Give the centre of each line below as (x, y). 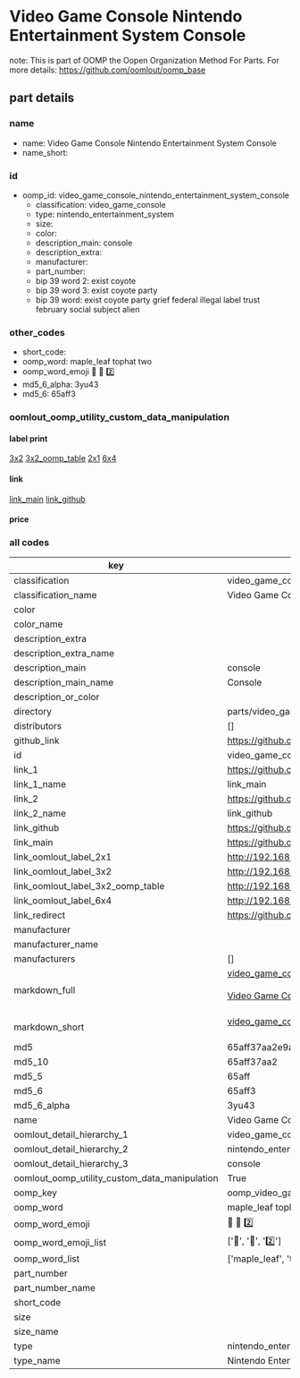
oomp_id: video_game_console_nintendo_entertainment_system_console (156, 195)
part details (42, 98)
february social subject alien (87, 309)
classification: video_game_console (101, 204)
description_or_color (57, 698)
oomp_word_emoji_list (60, 1242)
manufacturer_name (56, 945)
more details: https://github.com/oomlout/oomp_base (108, 70)
